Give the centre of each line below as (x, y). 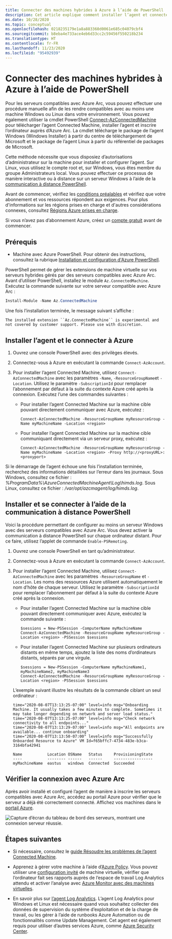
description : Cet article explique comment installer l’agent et (76, 15)
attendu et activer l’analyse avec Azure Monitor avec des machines (83, 883)
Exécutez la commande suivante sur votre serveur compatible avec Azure (83, 286)
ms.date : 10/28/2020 (27, 19)
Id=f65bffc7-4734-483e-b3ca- (117, 741)
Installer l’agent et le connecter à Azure (69, 340)
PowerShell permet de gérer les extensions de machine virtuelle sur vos (81, 270)
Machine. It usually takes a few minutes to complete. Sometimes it (87, 709)
